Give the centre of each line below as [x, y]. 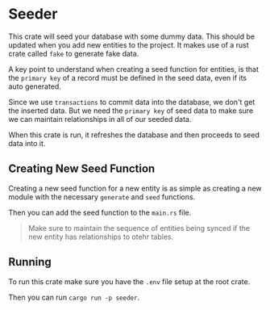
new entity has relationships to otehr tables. [101, 237]
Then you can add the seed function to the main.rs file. [100, 212]
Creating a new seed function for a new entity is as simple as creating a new [135, 188]
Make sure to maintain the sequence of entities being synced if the [139, 228]
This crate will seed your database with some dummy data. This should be [132, 36]
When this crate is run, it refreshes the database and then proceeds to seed [134, 135]
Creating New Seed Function [82, 169]
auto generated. [35, 86]
